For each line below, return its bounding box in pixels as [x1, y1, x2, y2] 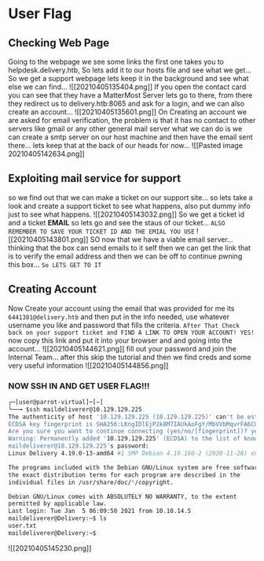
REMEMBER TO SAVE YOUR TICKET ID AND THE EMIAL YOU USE [8, 228, 195, 236]
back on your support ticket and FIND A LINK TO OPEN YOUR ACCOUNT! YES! [8, 329, 255, 336]
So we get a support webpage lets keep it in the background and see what [8, 74, 249, 83]
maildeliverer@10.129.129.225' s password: [8, 442, 149, 450]
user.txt [8, 522, 37, 530]
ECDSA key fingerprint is [8, 420, 93, 428]
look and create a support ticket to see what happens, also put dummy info [8, 201, 251, 210]
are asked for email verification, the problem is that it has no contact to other [8, 116, 256, 124]
